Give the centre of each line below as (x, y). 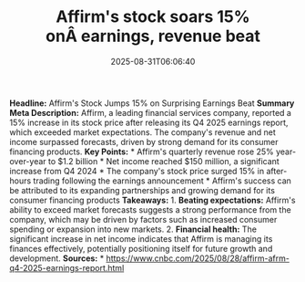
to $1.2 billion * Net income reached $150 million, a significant (163, 161)
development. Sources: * (57, 258)
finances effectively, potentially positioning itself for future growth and (141, 248)
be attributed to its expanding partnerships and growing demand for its (142, 190)
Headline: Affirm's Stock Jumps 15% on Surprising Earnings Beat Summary (152, 103)
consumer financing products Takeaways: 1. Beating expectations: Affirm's (152, 200)
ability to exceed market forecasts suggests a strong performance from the (150, 209)
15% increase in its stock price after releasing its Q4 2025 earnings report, (149, 122)
